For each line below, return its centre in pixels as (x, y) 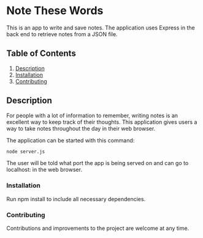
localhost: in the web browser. (44, 170)
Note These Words (55, 11)
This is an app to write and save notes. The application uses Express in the (101, 28)
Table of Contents (41, 54)
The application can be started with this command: (71, 140)
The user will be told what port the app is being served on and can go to (98, 163)
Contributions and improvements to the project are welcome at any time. (98, 228)
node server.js (26, 152)
